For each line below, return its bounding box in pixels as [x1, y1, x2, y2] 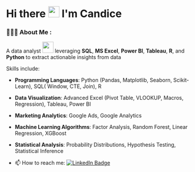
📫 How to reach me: [14, 160, 66, 167]
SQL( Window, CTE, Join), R [33, 83, 102, 90]
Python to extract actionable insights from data [6, 54, 121, 61]
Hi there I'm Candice [6, 7, 122, 21]
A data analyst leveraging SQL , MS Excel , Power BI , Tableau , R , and [6, 47, 185, 54]
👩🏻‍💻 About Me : [6, 28, 52, 37]
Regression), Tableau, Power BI [14, 100, 92, 108]
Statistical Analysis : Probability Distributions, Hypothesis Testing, [14, 141, 176, 148]
